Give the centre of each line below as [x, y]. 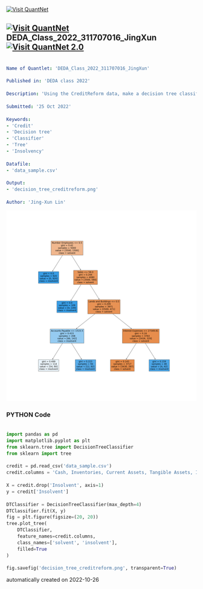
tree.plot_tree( [27, 524]
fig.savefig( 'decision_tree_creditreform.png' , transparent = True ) [92, 568]
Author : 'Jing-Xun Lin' [36, 203]
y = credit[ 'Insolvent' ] [37, 492]
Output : [16, 183]
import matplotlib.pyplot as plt [48, 441]
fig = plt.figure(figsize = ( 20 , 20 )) [52, 517]
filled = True [32, 549]
